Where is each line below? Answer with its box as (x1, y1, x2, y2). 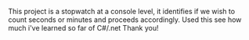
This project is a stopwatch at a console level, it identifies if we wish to (8, 7, 236, 16)
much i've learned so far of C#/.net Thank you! (8, 24, 159, 32)
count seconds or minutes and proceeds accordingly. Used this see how (8, 15, 242, 24)
